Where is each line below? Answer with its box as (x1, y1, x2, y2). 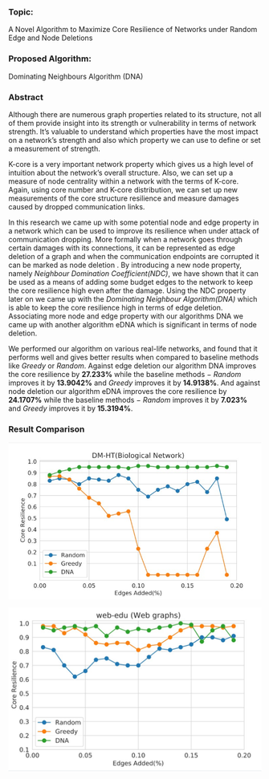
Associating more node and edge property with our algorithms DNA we (8, 311, 243, 321)
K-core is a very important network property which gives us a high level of (8, 159, 254, 168)
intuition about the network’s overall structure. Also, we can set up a (8, 168, 234, 177)
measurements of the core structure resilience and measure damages (8, 193, 239, 203)
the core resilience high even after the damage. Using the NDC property (8, 286, 247, 295)
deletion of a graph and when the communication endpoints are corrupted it (8, 251, 259, 261)
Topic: (8, 6, 34, 18)
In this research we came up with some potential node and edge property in (8, 217, 259, 227)
